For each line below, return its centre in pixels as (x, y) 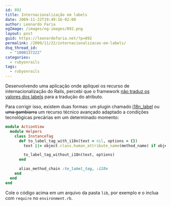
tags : (11, 67)
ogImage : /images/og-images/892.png (44, 29)
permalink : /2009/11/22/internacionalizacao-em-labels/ (66, 43)
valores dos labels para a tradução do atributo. (54, 97)
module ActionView (25, 127)
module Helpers (26, 131)
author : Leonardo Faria (31, 24)
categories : (18, 57)
